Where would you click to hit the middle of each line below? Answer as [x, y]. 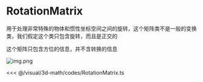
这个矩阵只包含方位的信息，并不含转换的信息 [62, 49]
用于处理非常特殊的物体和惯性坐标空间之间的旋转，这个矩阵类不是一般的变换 [101, 28]
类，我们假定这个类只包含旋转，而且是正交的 [62, 36]
